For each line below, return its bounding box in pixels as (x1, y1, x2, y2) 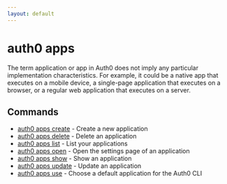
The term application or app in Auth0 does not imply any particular (7, 64, 199, 72)
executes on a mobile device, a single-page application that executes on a (7, 78, 221, 87)
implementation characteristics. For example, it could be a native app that (7, 71, 219, 79)
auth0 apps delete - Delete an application (17, 132, 137, 141)
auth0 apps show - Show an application (17, 155, 132, 163)
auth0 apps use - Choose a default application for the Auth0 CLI (17, 169, 203, 178)
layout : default (7, 10, 54, 17)
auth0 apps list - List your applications (17, 139, 128, 148)
